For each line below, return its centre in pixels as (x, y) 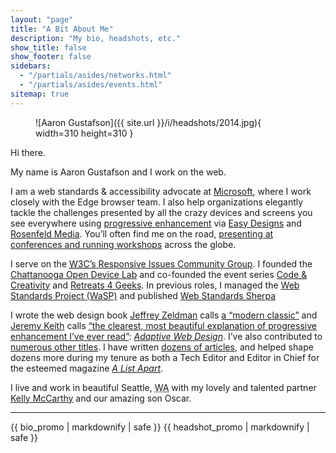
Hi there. (28, 152)
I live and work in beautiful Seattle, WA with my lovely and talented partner (163, 387)
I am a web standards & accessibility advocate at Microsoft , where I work (161, 191)
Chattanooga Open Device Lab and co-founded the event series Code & (159, 274)
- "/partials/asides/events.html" (91, 85)
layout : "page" (42, 19)
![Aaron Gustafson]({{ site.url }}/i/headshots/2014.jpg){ (148, 122)
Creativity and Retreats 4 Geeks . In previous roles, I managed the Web (155, 285)
